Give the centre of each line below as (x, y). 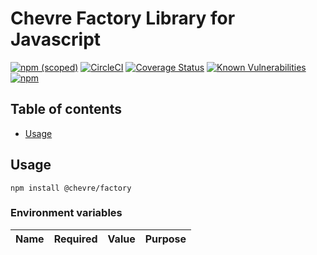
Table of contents (66, 109)
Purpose (165, 239)
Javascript (56, 39)
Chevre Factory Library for (123, 18)
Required (75, 239)
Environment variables (66, 213)
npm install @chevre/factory (71, 188)
